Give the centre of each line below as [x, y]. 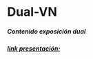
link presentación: [34, 49]
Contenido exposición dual [46, 31]
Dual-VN [32, 12]
